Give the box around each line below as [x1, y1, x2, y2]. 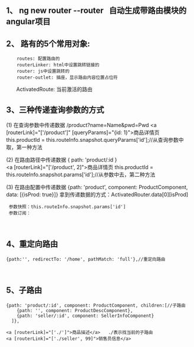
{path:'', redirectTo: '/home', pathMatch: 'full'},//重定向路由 [6, 256, 166, 262]
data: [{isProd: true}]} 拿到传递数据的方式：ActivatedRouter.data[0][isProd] [6, 191, 189, 198]
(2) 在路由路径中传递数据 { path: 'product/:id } [6, 156, 117, 164]
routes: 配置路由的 [17, 56, 60, 62]
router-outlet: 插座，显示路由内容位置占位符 [17, 74, 118, 81]
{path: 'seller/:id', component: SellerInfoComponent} [17, 313, 154, 319]
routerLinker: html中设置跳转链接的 [17, 62, 100, 68]
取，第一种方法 [6, 144, 42, 151]
